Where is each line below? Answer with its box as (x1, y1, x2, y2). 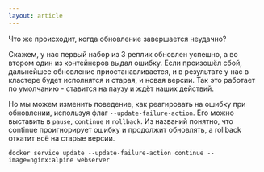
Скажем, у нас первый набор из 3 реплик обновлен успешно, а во (8, 49, 238, 59)
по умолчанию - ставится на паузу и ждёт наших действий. (8, 84, 214, 93)
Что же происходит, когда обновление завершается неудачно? (8, 34, 227, 43)
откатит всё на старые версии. (8, 133, 115, 143)
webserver (77, 156, 111, 164)
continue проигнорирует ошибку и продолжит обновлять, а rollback (8, 125, 242, 134)
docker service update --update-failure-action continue (8, 149, 204, 157)
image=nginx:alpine (8, 156, 74, 164)
